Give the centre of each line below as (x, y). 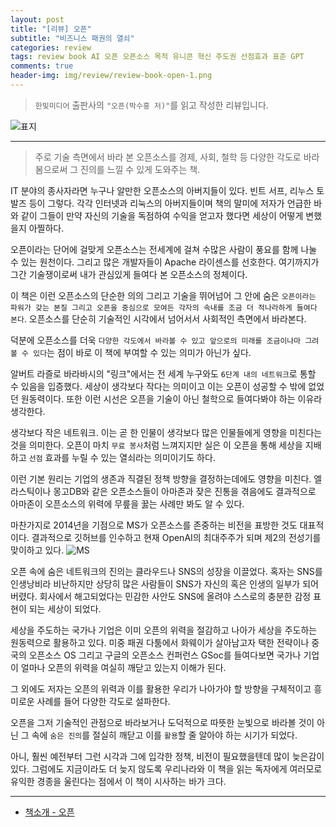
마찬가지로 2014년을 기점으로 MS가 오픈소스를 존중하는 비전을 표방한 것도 (154, 525)
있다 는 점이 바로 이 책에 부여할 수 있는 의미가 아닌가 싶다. (142, 352)
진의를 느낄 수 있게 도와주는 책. (140, 169)
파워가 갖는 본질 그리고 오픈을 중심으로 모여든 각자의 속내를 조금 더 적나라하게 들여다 (164, 307)
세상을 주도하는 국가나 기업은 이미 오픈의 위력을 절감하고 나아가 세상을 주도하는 (164, 630)
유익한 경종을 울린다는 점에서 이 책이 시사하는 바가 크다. (118, 781)
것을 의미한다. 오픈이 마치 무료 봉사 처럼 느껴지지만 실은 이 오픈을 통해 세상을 (156, 445)
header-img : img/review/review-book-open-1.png (111, 76)
